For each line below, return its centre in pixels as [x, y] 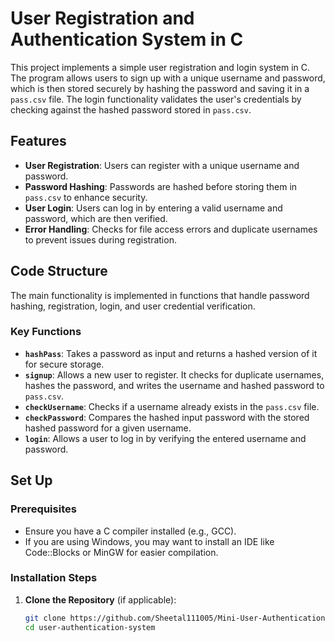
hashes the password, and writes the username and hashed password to [174, 385]
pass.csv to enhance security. [86, 197]
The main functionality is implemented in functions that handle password [160, 295]
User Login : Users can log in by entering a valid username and [153, 208]
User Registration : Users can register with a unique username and [162, 165]
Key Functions [46, 332]
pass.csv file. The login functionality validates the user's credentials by [156, 99]
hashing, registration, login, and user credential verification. [133, 306]
